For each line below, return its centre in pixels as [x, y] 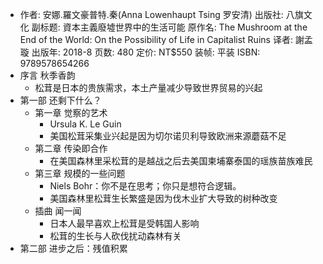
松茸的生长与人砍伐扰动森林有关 [115, 236]
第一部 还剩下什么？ [60, 100]
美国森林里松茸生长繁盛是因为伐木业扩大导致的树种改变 [163, 198]
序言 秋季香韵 [47, 75]
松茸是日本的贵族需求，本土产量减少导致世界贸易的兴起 [148, 87]
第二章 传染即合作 [71, 148]
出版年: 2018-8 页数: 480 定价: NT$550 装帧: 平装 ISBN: [146, 52]
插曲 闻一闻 [58, 211]
